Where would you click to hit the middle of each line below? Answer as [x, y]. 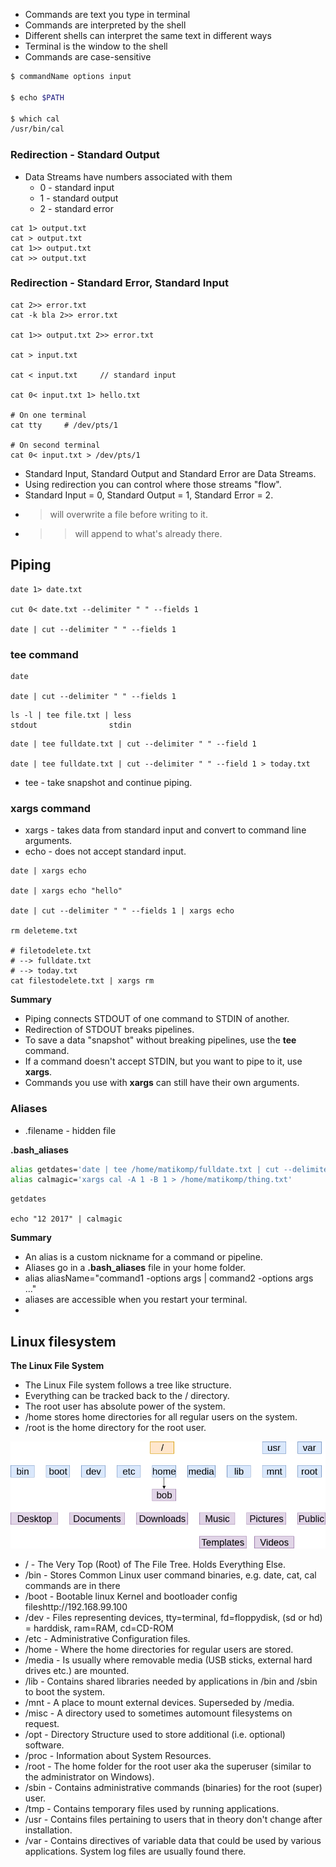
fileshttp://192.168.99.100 [76, 1606]
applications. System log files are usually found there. [135, 1851]
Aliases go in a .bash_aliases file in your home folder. [135, 1268]
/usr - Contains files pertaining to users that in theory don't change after [173, 1819]
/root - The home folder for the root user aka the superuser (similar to [168, 1766]
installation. [48, 1830]
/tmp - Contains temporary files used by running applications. [152, 1808]
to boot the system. [64, 1691]
